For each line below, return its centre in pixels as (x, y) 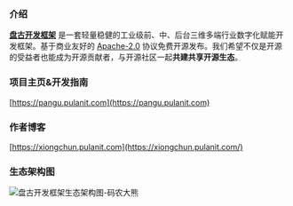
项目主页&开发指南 (49, 83)
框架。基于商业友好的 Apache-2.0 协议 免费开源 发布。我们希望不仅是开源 (149, 46)
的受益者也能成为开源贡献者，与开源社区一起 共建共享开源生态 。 (126, 57)
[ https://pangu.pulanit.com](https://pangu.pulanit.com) (110, 102)
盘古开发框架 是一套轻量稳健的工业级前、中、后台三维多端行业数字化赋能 (143, 35)
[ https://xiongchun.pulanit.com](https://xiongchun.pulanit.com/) (126, 147)
